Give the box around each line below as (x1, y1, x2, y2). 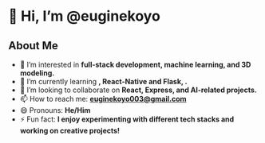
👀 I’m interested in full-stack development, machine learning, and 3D (19, 60, 251, 69)
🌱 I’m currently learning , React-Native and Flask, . (19, 77, 188, 86)
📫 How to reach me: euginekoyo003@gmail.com (19, 95, 187, 103)
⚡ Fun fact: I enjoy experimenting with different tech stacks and (19, 114, 235, 124)
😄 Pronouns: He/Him (19, 106, 91, 114)
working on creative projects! (19, 126, 121, 135)
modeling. (19, 68, 55, 78)
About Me (8, 39, 58, 52)
